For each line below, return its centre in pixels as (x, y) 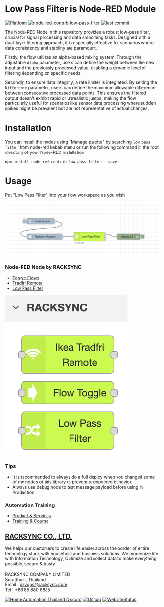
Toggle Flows (26, 278)
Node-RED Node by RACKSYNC (43, 267)
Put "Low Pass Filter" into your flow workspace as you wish (65, 195)
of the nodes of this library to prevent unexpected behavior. (72, 482)
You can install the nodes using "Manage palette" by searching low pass (78, 142)
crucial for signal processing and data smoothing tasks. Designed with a (78, 37)
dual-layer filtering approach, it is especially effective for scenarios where (80, 42)
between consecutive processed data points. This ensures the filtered (76, 93)
